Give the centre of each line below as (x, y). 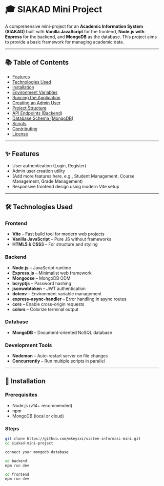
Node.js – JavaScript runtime (41, 267)
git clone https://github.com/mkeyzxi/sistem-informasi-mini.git (73, 439)
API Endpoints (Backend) (37, 113)
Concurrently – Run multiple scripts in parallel (58, 361)
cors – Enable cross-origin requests (48, 304)
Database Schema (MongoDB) (43, 118)
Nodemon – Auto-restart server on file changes (60, 356)
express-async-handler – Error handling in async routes (69, 299)
